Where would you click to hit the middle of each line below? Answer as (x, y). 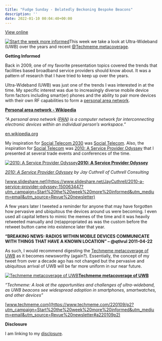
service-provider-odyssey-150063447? (44, 187)
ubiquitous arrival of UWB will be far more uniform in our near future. (74, 266)
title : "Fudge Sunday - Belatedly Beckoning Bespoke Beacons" (69, 9)
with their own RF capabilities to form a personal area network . (67, 101)
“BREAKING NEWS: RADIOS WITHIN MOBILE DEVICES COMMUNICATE (77, 236)
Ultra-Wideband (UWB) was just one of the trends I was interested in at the (80, 85)
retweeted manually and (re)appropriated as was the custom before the (76, 222)
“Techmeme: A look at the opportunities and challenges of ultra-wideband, (80, 285)
